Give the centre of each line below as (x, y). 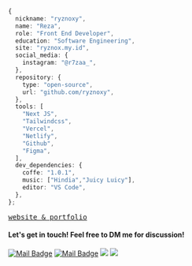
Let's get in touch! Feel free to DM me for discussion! (96, 235)
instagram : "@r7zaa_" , (59, 63)
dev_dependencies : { (49, 166)
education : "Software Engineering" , (75, 41)
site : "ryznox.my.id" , (52, 48)
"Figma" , (37, 151)
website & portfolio (48, 217)
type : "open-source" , (57, 84)
